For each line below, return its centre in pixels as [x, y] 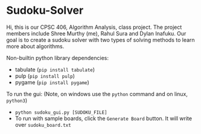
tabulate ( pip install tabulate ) [55, 69]
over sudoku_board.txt [43, 124]
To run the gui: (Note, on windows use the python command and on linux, [97, 94]
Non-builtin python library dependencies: [58, 58]
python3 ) [17, 100]
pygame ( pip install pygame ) [52, 82]
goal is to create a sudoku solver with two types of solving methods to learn [101, 40]
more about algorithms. [35, 46]
